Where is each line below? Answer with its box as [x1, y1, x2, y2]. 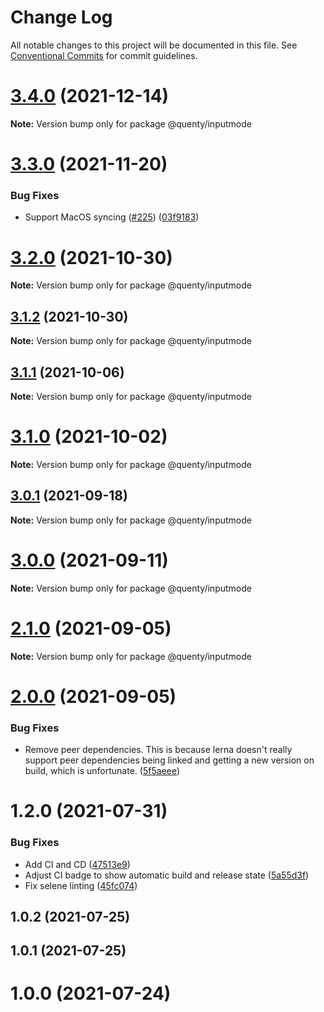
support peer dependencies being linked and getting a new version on [24, 754, 315, 766]
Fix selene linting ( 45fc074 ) [24, 879, 138, 891]
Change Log [10, 6, 113, 29]
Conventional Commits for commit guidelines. [10, 49, 198, 61]
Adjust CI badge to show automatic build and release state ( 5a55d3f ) [24, 869, 310, 881]
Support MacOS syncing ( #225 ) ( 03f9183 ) [24, 211, 200, 223]
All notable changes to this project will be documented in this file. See [10, 39, 298, 51]
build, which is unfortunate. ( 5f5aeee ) [24, 765, 181, 777]
